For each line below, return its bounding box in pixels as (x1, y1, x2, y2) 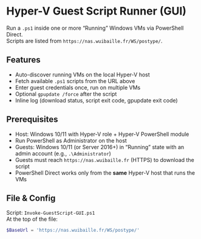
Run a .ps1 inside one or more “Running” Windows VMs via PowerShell (6, 24, 184, 32)
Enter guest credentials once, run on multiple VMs (15, 84, 141, 91)
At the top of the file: (6, 215, 58, 223)
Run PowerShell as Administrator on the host (15, 136, 128, 144)
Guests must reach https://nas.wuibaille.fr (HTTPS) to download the (15, 156, 194, 163)
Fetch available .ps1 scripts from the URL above (15, 77, 135, 84)
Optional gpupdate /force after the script (15, 90, 117, 98)
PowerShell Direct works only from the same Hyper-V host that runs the (15, 169, 196, 177)
